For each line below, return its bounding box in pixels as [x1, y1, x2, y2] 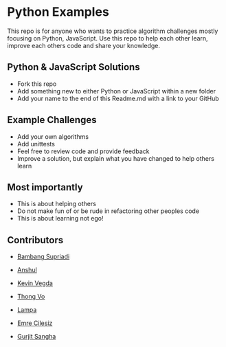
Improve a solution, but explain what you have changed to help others [16, 154, 215, 162]
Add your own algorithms [16, 132, 89, 141]
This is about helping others [16, 200, 96, 208]
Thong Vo [16, 293, 45, 301]
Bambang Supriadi [16, 252, 70, 261]
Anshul [16, 266, 38, 274]
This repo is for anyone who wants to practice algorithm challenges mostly [7, 27, 218, 35]
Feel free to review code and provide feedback [16, 147, 150, 155]
